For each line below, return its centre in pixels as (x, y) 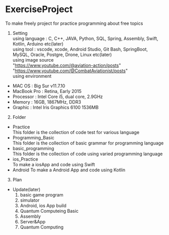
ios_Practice (25, 159)
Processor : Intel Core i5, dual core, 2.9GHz (58, 97)
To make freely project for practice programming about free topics (74, 23)
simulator (30, 200)
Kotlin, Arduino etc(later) (38, 43)
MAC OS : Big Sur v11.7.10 (39, 86)
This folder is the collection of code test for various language (76, 132)
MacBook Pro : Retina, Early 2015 (47, 91)
